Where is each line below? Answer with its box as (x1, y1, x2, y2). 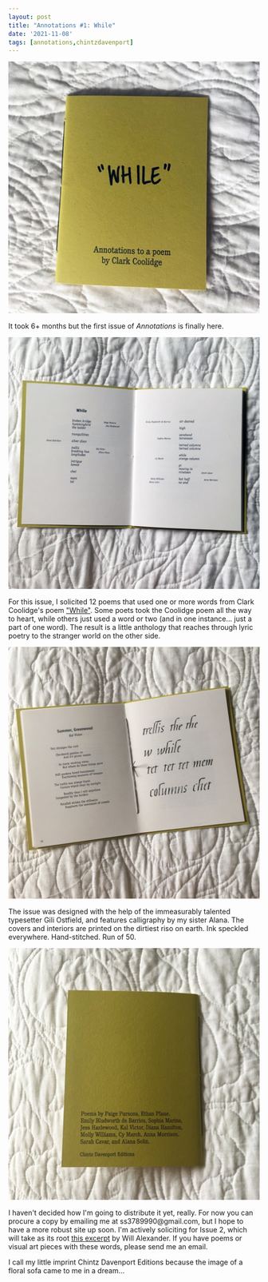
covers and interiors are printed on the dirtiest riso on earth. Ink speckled (8, 924, 249, 934)
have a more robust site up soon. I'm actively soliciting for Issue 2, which (8, 1225, 247, 1235)
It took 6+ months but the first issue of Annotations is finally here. (8, 321, 224, 331)
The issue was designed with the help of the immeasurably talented (8, 907, 231, 917)
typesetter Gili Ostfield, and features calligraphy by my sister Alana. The (8, 915, 245, 925)
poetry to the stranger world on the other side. (8, 631, 161, 641)
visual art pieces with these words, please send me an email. (8, 1242, 208, 1252)
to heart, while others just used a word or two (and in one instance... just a (8, 614, 253, 623)
